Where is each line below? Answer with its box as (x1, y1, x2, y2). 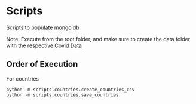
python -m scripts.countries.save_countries (6, 91, 119, 98)
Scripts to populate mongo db (6, 24, 79, 31)
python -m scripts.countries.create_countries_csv (6, 87, 135, 93)
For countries (6, 75, 39, 82)
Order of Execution (6, 59, 78, 69)
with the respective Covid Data (6, 42, 82, 49)
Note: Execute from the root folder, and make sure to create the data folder (6, 35, 190, 42)
